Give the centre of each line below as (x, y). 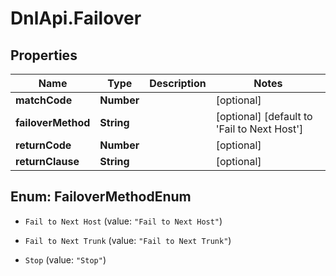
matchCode (44, 100)
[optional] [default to (264, 116)
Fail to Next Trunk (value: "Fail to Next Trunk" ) (128, 240)
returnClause (47, 161)
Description (178, 83)
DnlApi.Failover (76, 18)
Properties (44, 55)
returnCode (43, 145)
